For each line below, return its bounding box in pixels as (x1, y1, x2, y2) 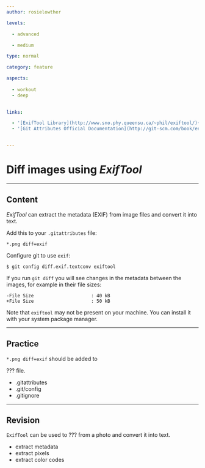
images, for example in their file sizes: (6, 281, 102, 288)
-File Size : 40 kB (6, 292, 111, 299)
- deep (12, 92, 29, 98)
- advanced (12, 31, 40, 37)
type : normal (6, 53, 40, 59)
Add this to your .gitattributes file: (6, 229, 97, 236)
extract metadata (15, 443, 59, 450)
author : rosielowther (6, 9, 62, 15)
